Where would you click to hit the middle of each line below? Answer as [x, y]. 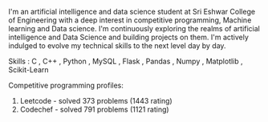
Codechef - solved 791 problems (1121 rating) [95, 109]
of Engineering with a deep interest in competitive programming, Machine [130, 20]
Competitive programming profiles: [66, 85]
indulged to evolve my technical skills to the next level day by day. [117, 46]
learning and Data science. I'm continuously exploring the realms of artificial [134, 28]
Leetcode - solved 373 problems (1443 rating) [96, 101]
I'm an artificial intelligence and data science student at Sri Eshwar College [132, 12]
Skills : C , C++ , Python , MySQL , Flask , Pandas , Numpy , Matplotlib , [126, 61]
